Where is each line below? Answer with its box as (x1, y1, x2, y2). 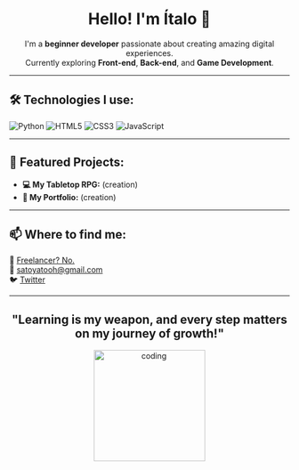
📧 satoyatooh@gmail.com (9, 264, 103, 275)
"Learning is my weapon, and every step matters (12, 312, 287, 327)
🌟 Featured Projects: (9, 155, 125, 170)
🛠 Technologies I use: (9, 93, 134, 108)
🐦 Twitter (9, 274, 46, 285)
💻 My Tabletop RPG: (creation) (21, 179, 138, 190)
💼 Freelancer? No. (9, 255, 76, 266)
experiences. (125, 47, 174, 58)
